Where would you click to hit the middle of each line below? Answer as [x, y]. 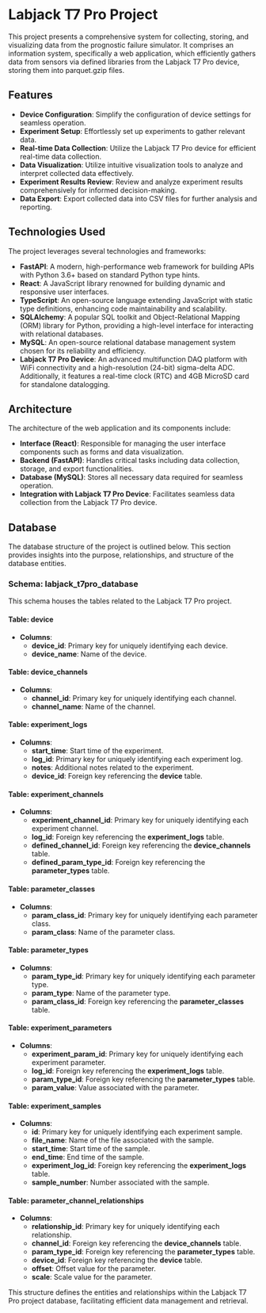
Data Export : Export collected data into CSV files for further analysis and [138, 198]
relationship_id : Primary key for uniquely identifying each [125, 1227]
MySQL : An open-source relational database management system [127, 342]
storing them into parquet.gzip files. [66, 70]
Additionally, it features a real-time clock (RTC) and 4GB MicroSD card [134, 376]
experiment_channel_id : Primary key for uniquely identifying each [140, 820]
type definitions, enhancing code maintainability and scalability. [123, 308]
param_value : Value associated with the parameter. [115, 1087]
